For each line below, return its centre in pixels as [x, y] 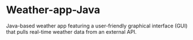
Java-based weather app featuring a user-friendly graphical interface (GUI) [97, 26]
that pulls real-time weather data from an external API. [71, 31]
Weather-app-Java [53, 10]
